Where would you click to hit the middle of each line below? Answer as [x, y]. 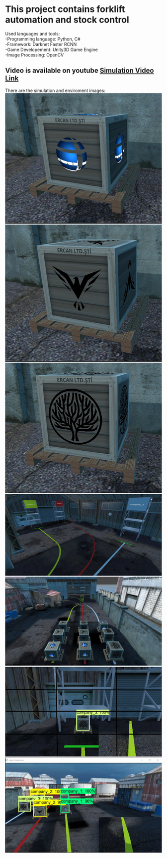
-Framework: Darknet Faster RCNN [41, 44]
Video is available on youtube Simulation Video [80, 71]
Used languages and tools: [33, 33]
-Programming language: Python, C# [43, 39]
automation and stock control [67, 20]
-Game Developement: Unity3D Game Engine [51, 49]
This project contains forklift [65, 9]
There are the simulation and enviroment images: [55, 90]
